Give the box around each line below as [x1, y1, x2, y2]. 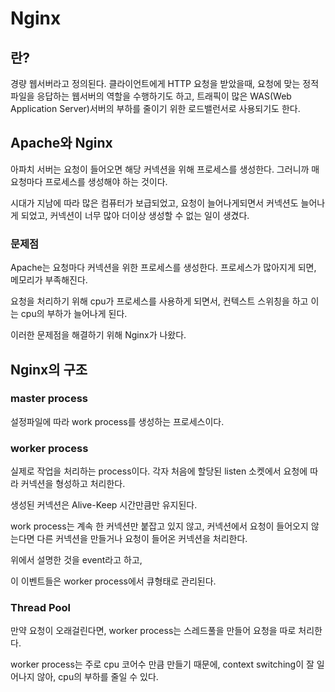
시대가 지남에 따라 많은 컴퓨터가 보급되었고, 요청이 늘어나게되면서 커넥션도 [10, 197, 299, 209]
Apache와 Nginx [10, 135, 113, 152]
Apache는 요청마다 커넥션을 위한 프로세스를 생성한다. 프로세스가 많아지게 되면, [10, 262, 317, 274]
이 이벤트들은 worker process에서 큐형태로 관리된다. [10, 575, 217, 587]
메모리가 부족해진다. [10, 274, 88, 286]
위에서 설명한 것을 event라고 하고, [10, 554, 143, 566]
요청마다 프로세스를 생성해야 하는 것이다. [10, 175, 168, 187]
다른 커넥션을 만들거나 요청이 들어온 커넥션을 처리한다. [36, 533, 248, 545]
